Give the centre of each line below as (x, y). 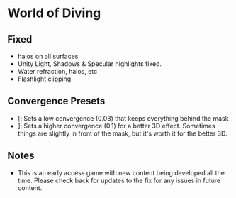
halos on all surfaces (48, 56)
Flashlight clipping (44, 79)
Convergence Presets (56, 101)
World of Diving (54, 13)
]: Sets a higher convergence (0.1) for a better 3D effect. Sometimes (116, 126)
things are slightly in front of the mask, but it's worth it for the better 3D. (123, 133)
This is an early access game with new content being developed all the (121, 172)
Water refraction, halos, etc (57, 71)
